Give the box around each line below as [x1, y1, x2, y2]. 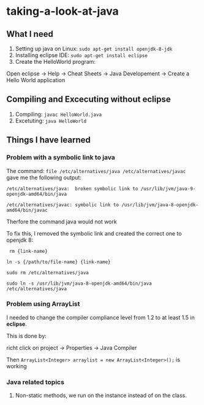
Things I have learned [6, 135, 91, 145]
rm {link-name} [9, 248, 48, 254]
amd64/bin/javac [6, 207, 48, 213]
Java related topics [6, 377, 64, 386]
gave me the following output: [6, 174, 81, 181]
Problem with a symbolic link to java [6, 153, 115, 162]
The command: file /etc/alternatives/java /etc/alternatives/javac [6, 167, 186, 174]
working [6, 362, 28, 369]
